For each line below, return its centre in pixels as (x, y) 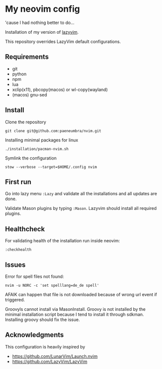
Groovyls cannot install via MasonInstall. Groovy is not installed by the (75, 309)
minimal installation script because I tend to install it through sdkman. (74, 314)
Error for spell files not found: (35, 277)
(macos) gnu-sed (30, 94)
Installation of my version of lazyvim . (42, 32)
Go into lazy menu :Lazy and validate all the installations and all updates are (81, 194)
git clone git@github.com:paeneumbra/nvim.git (53, 131)
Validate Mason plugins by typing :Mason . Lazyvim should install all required (81, 208)
